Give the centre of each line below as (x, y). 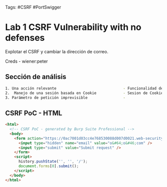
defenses (25, 38)
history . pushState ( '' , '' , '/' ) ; (53, 162)
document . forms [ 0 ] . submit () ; (48, 166)
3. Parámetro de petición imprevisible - (65, 97)
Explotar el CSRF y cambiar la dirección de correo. (57, 51)
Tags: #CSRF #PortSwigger (33, 7)
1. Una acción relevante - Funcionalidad (81, 88)
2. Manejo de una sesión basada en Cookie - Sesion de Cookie (84, 93)
